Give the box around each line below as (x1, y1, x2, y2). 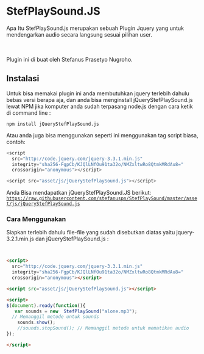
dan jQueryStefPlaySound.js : (35, 235, 109, 242)
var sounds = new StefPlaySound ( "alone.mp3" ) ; (14, 308, 138, 314)
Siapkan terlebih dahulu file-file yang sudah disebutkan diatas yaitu (6, 229, 175, 236)
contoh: (6, 138, 26, 145)
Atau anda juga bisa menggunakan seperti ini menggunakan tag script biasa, (6, 131, 199, 139)
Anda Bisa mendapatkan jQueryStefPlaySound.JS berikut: (6, 189, 152, 197)
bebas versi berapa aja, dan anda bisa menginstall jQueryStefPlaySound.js (6, 96, 193, 103)
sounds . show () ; (17, 319, 56, 326)
